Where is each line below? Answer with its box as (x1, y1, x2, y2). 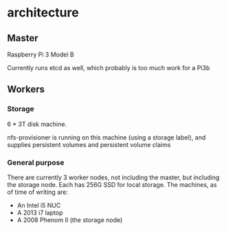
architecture (7, 5, 79, 21)
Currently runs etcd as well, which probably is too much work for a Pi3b (7, 64, 210, 71)
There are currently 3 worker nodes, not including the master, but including (7, 173, 220, 181)
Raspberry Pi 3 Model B (7, 50, 74, 58)
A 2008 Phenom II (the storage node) (16, 215, 123, 224)
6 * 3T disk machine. (7, 120, 67, 128)
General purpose (7, 157, 65, 167)
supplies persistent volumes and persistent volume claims (7, 140, 171, 148)
